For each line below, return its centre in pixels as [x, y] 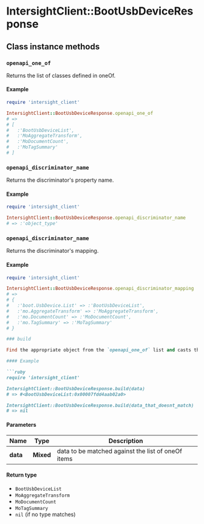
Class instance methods [53, 47]
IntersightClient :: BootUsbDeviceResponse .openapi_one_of [80, 113]
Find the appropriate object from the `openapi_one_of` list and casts [99, 350]
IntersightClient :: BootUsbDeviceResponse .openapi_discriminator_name [96, 218]
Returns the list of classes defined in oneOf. [61, 75]
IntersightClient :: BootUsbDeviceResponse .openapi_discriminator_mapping [100, 289]
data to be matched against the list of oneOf [119, 451]
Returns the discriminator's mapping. [53, 251]
